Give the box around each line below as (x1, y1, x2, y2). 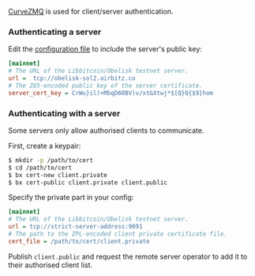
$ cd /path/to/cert (8, 164, 73, 172)
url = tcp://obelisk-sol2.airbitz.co (8, 74, 136, 82)
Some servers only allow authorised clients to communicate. (8, 126, 204, 135)
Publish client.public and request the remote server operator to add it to (8, 251, 248, 261)
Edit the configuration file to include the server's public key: (8, 44, 203, 54)
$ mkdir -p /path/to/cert (8, 156, 93, 164)
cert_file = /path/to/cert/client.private (8, 237, 150, 245)
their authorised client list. (8, 260, 93, 270)
